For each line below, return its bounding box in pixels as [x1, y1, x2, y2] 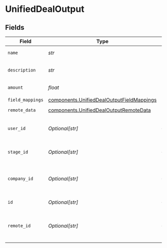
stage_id [7, 149, 28, 155]
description [7, 67, 36, 73]
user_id [7, 125, 26, 131]
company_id [7, 176, 33, 182]
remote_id [7, 223, 31, 229]
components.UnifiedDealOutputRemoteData [48, 107, 151, 114]
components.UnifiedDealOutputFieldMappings [48, 96, 157, 103]
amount [7, 85, 23, 90]
